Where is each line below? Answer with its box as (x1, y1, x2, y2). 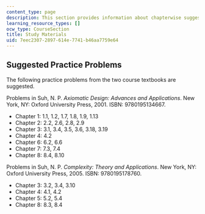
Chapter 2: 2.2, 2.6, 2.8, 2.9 (15, 119, 85, 126)
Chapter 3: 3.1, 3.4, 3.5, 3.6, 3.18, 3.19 (15, 126, 108, 133)
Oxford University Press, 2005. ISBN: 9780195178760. (6, 169, 142, 177)
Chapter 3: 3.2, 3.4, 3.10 (15, 181, 76, 189)
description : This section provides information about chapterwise (6, 15, 182, 21)
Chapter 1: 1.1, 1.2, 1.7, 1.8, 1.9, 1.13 (15, 112, 99, 119)
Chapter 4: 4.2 (15, 132, 52, 139)
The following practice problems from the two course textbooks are (6, 76, 176, 83)
